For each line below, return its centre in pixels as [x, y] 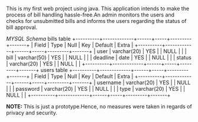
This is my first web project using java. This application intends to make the [98, 9]
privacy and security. [32, 113]
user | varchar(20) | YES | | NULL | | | [142, 51]
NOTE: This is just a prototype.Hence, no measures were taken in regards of [99, 106]
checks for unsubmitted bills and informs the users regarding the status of [97, 21]
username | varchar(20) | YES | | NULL [144, 83]
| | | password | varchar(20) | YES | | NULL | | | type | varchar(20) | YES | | [95, 89]
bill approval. [22, 27]
